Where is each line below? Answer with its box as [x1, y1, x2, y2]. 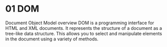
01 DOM [5, 3, 39, 15]
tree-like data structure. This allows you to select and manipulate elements [5, 30, 162, 36]
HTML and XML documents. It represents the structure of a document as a [5, 25, 162, 31]
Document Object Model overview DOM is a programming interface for [5, 20, 154, 26]
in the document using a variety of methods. [5, 36, 99, 42]
